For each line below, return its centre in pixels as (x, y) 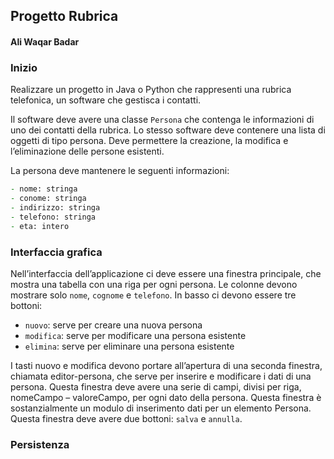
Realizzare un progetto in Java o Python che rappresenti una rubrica (151, 90)
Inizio (24, 67)
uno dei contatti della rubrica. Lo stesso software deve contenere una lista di (168, 130)
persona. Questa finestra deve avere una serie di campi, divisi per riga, (156, 386)
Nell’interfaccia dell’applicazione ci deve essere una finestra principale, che (166, 273)
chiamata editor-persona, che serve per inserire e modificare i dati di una (161, 376)
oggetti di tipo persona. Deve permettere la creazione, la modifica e (149, 141)
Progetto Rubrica (64, 16)
